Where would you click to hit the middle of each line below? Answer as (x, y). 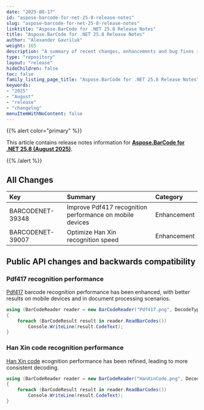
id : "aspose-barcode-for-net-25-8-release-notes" (70, 18)
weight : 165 (21, 46)
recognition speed (93, 240)
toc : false (20, 74)
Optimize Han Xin (91, 233)
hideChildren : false (32, 68)
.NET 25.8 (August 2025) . (39, 149)
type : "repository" (31, 57)
